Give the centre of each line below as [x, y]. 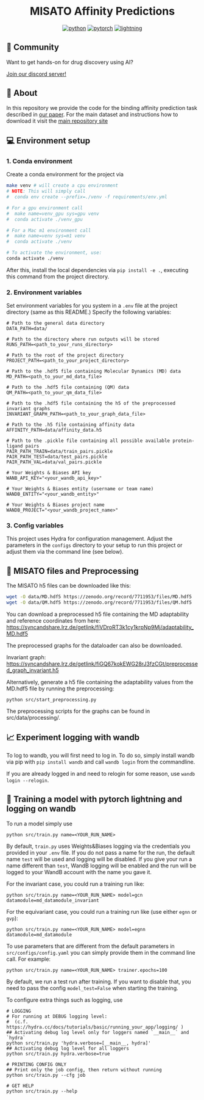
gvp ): [12, 918]
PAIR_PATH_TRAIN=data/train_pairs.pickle [60, 452]
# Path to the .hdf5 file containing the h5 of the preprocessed [91, 403]
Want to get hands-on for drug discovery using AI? [70, 62]
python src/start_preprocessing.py [51, 700]
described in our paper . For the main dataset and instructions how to [92, 114]
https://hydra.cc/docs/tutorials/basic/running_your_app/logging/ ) [95, 1027]
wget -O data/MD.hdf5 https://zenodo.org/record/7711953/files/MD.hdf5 [99, 597]
